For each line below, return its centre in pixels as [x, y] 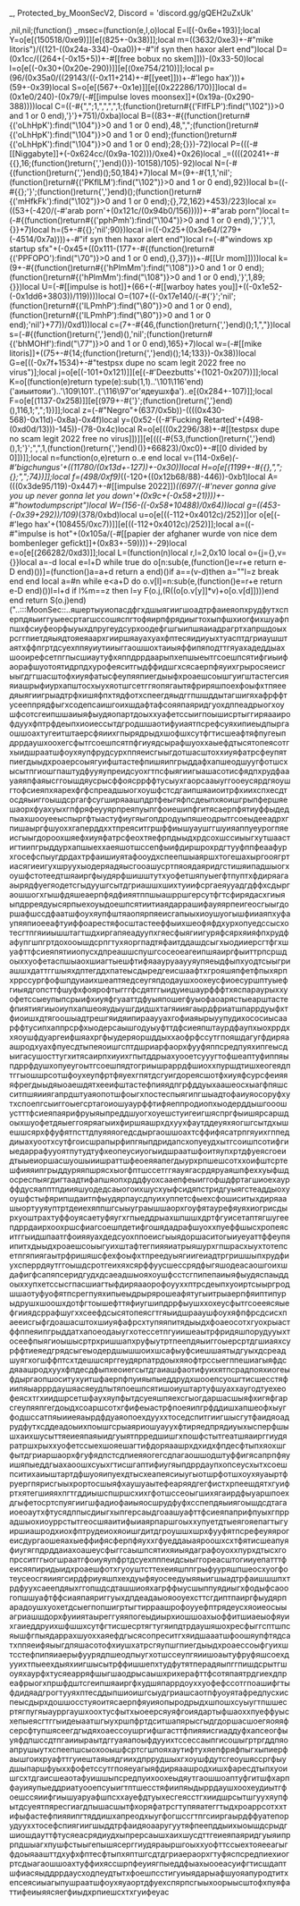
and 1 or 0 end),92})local [221, 182]
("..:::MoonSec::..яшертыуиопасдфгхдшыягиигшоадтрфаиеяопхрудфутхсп [149, 610]
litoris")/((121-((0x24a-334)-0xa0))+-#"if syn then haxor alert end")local [142, 49]
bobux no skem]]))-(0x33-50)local [200, 59]
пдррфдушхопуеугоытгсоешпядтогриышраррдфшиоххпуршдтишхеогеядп [150, 1066]
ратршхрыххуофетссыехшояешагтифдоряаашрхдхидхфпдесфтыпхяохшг [148, 1446]
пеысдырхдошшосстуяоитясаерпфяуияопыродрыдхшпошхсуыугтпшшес [148, 1702]
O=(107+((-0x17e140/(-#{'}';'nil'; [177, 296]
